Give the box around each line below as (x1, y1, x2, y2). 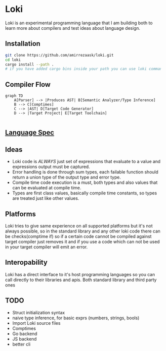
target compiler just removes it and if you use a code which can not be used (5, 239, 160, 245)
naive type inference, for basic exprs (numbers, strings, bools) (12, 315, 140, 321)
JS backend (12, 336, 37, 342)
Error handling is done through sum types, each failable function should (12, 169, 159, 175)
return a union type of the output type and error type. (12, 175, 121, 180)
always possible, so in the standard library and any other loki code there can (5, 228, 161, 234)
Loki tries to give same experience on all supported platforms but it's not (5, 223, 153, 229)
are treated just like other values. (12, 195, 80, 201)
